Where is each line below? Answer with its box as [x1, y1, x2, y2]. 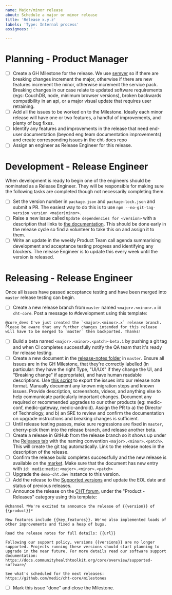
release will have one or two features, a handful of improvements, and [12, 115, 161, 121]
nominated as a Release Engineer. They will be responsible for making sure [5, 183, 164, 189]
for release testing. [12, 349, 53, 356]
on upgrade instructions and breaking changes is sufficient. [12, 415, 139, 421]
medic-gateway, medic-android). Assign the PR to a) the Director [25, 404, 162, 411]
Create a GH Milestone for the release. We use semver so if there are [12, 70, 159, 77]
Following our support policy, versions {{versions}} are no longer [5, 540, 155, 545]
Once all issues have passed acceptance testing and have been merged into [5, 289, 167, 295]
